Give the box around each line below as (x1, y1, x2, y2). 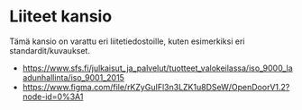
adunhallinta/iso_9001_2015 (22, 72, 124, 82)
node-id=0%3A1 (22, 91, 84, 102)
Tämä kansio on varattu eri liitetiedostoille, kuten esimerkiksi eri (9, 36, 245, 47)
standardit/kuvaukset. (9, 45, 90, 55)
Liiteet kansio (9, 6, 113, 27)
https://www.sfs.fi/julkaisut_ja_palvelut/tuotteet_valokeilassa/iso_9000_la (22, 63, 293, 73)
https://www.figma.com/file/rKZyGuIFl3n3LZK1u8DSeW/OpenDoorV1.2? (22, 81, 290, 92)
